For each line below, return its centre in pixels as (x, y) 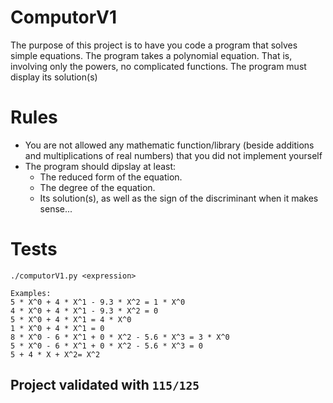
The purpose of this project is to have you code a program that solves (154, 45)
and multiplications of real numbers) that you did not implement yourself (173, 155)
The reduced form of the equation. (111, 177)
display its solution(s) (54, 77)
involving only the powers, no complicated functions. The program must (158, 66)
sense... (56, 208)
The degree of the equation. (97, 187)
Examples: (31, 293)
